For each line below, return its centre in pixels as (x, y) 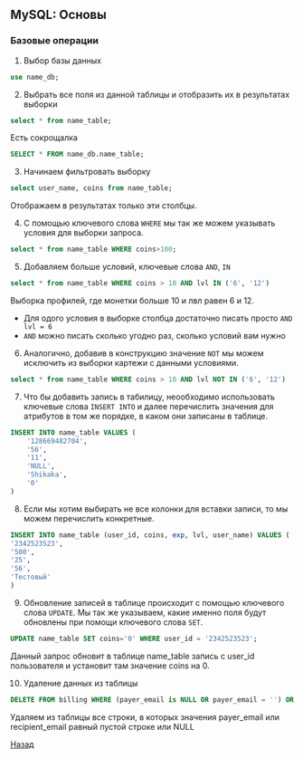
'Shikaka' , (47, 475)
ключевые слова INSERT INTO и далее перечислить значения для (148, 406)
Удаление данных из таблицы (80, 683)
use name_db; (35, 77)
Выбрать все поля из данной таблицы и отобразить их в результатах (156, 94)
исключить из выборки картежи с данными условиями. (131, 362)
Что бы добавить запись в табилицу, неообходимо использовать (149, 397)
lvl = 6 (38, 326)
